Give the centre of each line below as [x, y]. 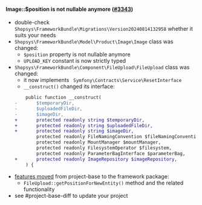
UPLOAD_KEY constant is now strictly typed [75, 61]
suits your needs [35, 35]
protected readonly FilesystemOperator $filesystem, [104, 148]
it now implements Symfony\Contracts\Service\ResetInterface [103, 80]
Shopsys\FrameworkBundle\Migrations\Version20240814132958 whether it [103, 29]
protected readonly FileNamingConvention [90, 137]
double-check [32, 22]
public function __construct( [64, 98]
